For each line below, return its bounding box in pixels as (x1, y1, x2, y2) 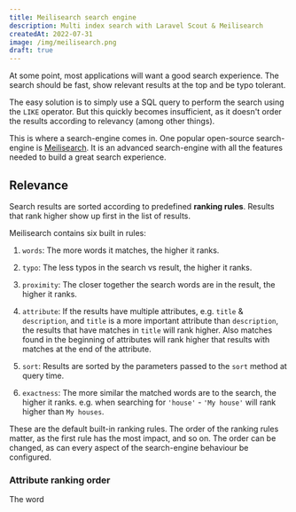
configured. (9, 452, 51, 462)
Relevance (9, 177, 69, 193)
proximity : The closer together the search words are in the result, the (21, 279, 276, 289)
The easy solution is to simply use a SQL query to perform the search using (9, 97, 285, 107)
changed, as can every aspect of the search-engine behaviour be (9, 442, 249, 453)
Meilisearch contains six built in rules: (9, 227, 146, 238)
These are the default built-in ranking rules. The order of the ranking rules (9, 423, 279, 434)
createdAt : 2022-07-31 (9, 29, 93, 38)
